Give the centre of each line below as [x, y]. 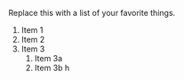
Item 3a [48, 58]
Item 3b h [52, 68]
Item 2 [33, 40]
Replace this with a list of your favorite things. [92, 13]
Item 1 [32, 30]
